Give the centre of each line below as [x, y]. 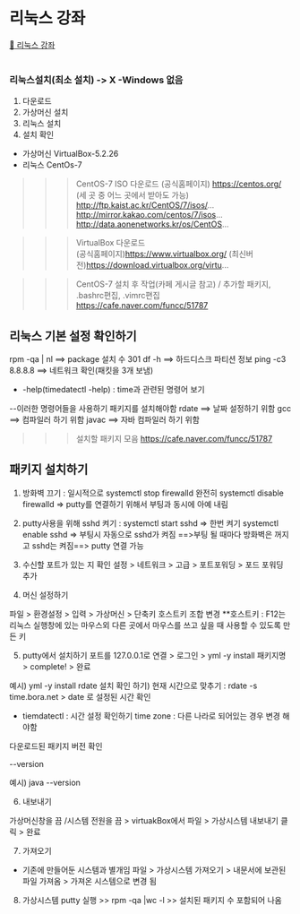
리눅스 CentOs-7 [52, 165]
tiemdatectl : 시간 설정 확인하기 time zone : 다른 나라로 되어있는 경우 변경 [151, 716]
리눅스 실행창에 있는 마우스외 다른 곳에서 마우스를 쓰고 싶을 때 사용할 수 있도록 [146, 625]
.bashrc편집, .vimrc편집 [118, 296]
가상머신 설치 [45, 112]
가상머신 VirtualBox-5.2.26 [70, 154]
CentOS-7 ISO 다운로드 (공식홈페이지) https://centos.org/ [179, 184]
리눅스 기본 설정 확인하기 [73, 336]
